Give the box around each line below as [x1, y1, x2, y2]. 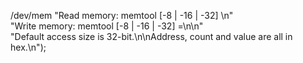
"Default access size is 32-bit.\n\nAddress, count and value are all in [10, 31, 293, 42]
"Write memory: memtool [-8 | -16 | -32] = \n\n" [10, 20, 204, 32]
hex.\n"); [10, 41, 47, 53]
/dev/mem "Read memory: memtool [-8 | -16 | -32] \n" [10, 10, 234, 21]
